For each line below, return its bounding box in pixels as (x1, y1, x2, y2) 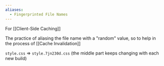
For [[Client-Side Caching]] (5, 25, 61, 31)
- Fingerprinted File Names (9, 12, 68, 17)
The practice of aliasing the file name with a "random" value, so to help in (5, 35, 156, 41)
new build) (5, 55, 27, 61)
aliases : (5, 7, 23, 12)
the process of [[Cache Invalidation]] (5, 40, 81, 46)
